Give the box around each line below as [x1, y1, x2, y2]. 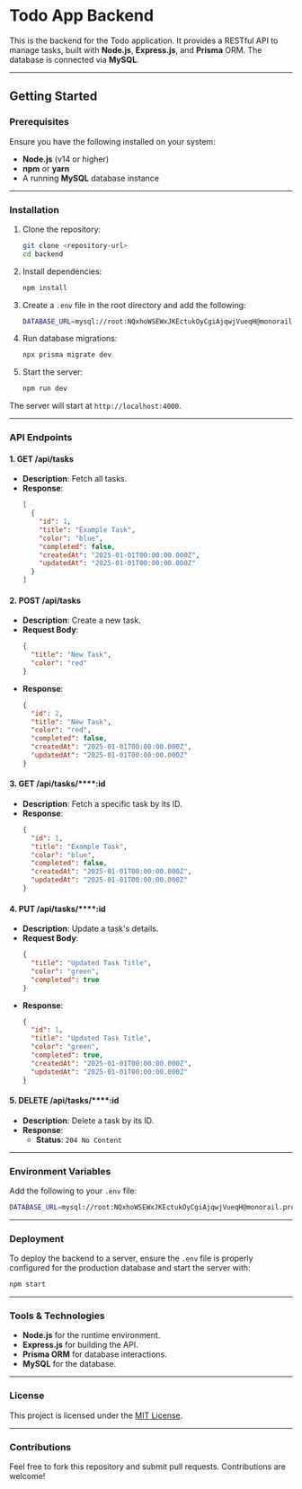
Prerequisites [9, 116, 69, 129]
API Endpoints [9, 431, 73, 444]
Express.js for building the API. [22, 1340, 139, 1351]
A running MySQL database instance [22, 173, 160, 183]
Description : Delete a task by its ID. [22, 1115, 155, 1126]
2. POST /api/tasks [9, 595, 81, 606]
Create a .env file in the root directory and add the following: [22, 299, 246, 310]
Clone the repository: [22, 224, 102, 235]
